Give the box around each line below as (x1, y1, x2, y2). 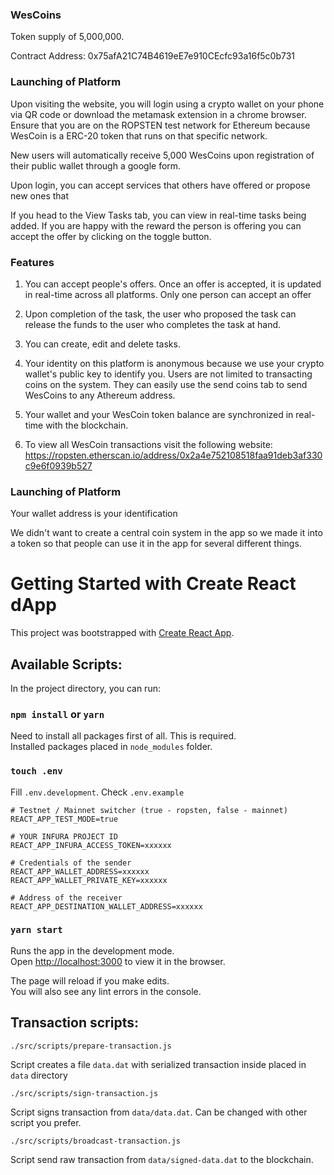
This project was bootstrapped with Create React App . (10, 627, 235, 639)
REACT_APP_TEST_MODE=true (10, 814, 118, 824)
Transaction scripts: (10, 1014, 139, 1032)
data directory (10, 1069, 68, 1081)
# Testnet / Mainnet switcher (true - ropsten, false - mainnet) (10, 805, 288, 815)
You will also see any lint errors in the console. (10, 985, 202, 997)
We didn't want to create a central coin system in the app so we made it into (10, 527, 323, 539)
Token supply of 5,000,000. (10, 31, 125, 43)
